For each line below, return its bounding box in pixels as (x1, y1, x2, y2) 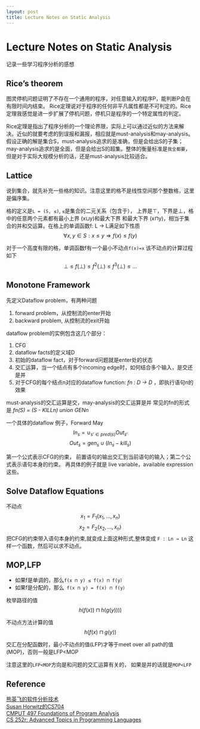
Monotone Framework (6, 280, 91, 291)
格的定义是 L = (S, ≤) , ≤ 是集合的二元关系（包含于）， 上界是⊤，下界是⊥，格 (6, 207, 194, 214)
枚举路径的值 (6, 597, 38, 604)
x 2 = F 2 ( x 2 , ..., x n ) (79, 523, 122, 532)
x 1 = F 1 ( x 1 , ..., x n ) (80, 512, 121, 521)
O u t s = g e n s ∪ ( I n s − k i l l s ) (69, 440, 131, 448)
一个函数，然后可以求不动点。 (11, 542, 85, 549)
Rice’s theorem (6, 78, 63, 89)
